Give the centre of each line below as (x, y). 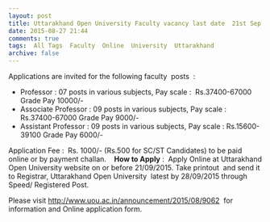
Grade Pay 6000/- (73, 135)
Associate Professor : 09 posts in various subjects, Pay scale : (123, 109)
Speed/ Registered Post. (49, 185)
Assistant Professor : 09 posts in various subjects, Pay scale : (122, 126)
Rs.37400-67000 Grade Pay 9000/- (79, 117)
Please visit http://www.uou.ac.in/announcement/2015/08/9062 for (121, 200)
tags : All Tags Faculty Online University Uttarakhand (112, 46)
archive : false (34, 53)
